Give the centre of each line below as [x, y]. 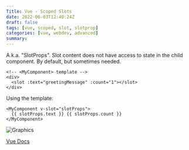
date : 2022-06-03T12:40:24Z [41, 17]
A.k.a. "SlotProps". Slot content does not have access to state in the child [95, 55]
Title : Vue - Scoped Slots [39, 11]
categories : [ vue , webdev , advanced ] [52, 33]
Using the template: [30, 98]
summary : [17, 39]
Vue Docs [18, 141]
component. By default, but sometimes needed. [64, 61]
